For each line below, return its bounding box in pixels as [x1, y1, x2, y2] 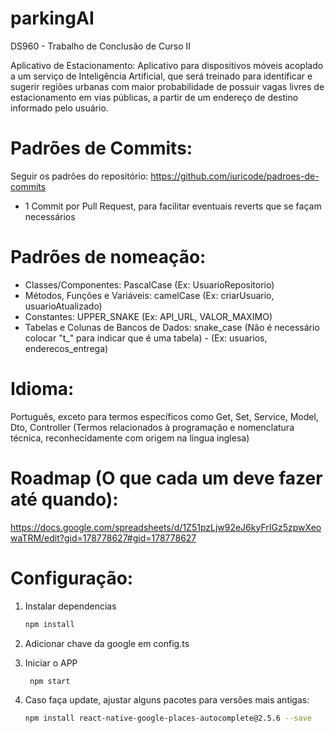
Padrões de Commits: [10, 137, 193, 160]
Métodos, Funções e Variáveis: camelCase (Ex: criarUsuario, [24, 289, 275, 301]
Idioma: [10, 378, 75, 400]
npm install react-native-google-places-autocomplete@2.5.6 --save [24, 713, 312, 724]
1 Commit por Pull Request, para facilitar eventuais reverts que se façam [24, 200, 322, 212]
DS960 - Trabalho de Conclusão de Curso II [10, 40, 192, 52]
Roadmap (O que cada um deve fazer [10, 467, 323, 489]
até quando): [10, 488, 119, 511]
